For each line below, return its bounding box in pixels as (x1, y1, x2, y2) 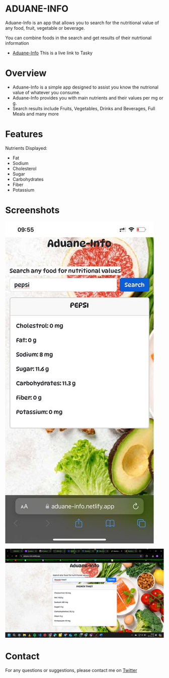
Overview (5, 67, 47, 79)
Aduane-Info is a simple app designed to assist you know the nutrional (12, 84, 158, 90)
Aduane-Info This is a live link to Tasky (12, 50, 93, 56)
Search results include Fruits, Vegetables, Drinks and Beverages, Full (12, 105, 155, 111)
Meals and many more (12, 111, 59, 117)
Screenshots (5, 205, 60, 216)
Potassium (12, 187, 35, 193)
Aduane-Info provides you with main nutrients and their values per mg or (12, 95, 163, 101)
